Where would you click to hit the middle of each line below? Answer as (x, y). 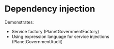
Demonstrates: (19, 22)
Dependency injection (50, 9)
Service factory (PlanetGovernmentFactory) (55, 31)
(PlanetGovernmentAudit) (37, 41)
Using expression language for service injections (60, 37)
